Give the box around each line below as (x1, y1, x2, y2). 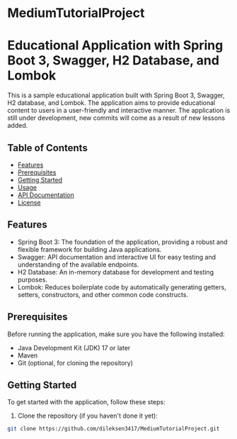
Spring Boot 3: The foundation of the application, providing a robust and (17, 238, 228, 246)
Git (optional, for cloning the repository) (17, 358, 133, 367)
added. (7, 121, 28, 130)
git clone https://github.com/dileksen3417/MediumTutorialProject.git (7, 426, 220, 433)
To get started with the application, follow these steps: (7, 398, 166, 406)
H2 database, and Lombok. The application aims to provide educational (7, 99, 216, 107)
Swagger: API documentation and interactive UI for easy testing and (17, 252, 216, 261)
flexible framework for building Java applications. (17, 245, 162, 253)
